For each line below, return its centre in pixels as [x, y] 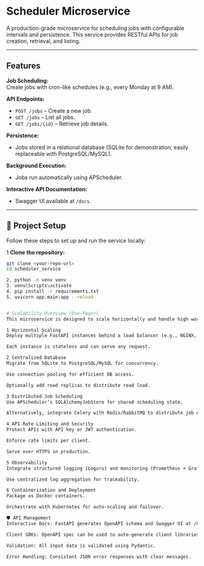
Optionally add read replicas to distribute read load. [78, 385]
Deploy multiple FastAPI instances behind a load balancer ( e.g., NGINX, [102, 336]
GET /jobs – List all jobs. [45, 117]
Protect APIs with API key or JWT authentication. [72, 430]
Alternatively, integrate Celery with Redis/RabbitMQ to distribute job [100, 413]
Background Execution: [36, 165]
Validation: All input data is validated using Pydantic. [81, 546]
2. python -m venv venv [36, 280]
